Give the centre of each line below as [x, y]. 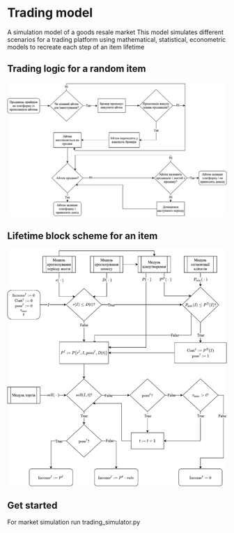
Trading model [50, 13]
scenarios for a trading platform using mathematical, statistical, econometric [117, 39]
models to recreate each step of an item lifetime [76, 47]
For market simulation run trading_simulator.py [74, 522]
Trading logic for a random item [77, 69]
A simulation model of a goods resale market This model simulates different [116, 32]
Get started [32, 505]
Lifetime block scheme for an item [83, 236]
